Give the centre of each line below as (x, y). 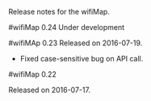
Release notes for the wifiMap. (59, 12)
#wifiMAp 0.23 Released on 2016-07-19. (75, 43)
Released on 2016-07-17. (50, 90)
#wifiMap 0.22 (32, 74)
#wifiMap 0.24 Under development (67, 27)
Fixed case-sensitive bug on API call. (82, 59)
